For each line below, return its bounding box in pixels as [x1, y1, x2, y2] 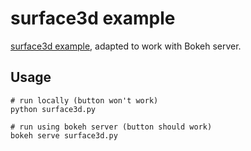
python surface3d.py [10, 104, 97, 114]
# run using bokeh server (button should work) [10, 122, 213, 132]
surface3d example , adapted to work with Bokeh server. [10, 40, 242, 52]
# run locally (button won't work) [10, 95, 159, 106]
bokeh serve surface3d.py [10, 130, 118, 141]
